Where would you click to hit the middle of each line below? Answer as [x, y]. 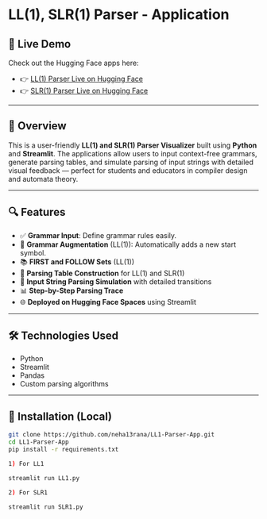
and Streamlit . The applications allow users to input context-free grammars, [133, 153]
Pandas [32, 375]
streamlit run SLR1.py [46, 507]
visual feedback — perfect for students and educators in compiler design [128, 170]
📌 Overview [37, 126]
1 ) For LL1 [26, 463]
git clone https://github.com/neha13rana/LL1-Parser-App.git [112, 435]
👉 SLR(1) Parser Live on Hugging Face [84, 90]
